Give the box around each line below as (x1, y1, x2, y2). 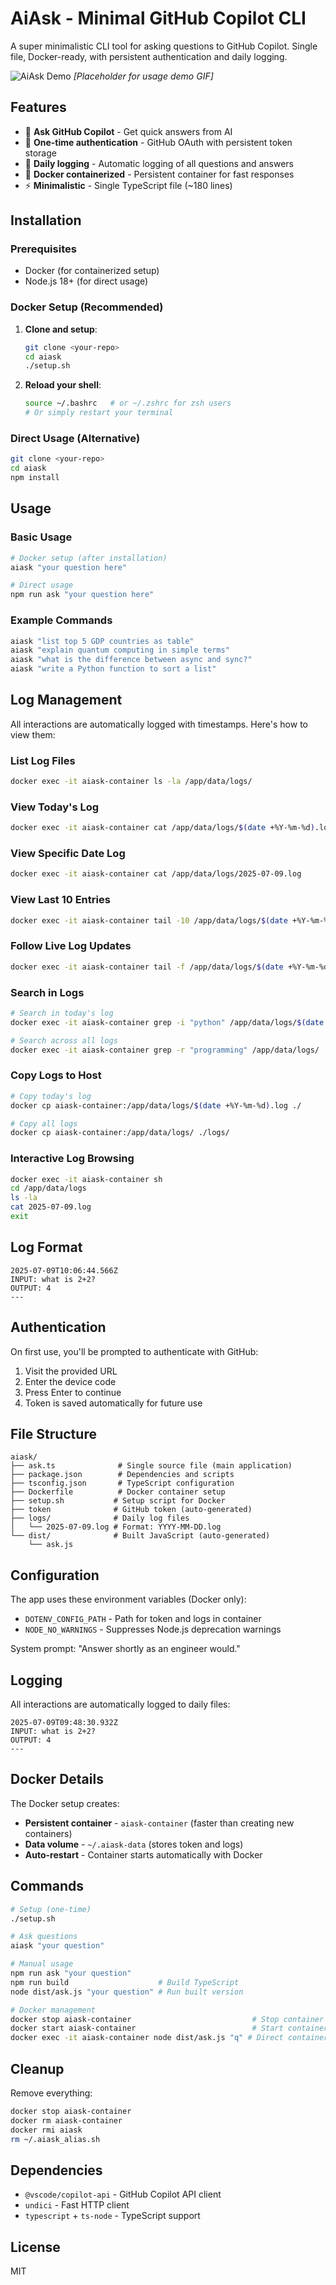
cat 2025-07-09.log (10, 1202, 92, 1212)
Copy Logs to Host (10, 1068, 102, 1082)
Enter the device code (24, 1375, 117, 1387)
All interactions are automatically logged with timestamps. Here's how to (10, 718, 308, 730)
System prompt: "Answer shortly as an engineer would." (10, 1643, 241, 1655)
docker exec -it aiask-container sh (10, 1174, 163, 1184)
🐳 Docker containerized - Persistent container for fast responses (24, 168, 295, 180)
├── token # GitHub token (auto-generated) (10, 1505, 253, 1515)
